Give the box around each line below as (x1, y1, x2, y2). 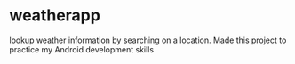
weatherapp (9, 5, 100, 26)
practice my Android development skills (9, 44, 154, 54)
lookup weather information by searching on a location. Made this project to (9, 35, 287, 45)
